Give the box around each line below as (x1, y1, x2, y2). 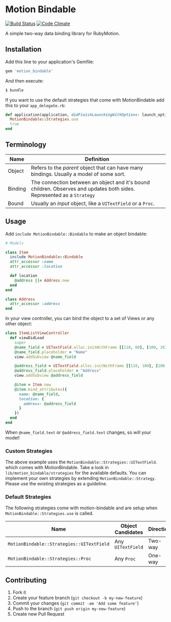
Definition (84, 155, 109, 163)
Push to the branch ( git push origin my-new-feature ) (12, 606, 126, 612)
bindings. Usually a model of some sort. (31, 170, 126, 177)
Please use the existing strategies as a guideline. (5, 481, 108, 487)
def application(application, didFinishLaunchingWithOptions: (5, 112, 140, 117)
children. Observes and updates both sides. (31, 185, 135, 192)
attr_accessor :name (10, 259, 53, 265)
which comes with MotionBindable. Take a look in (5, 464, 109, 471)
